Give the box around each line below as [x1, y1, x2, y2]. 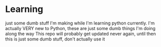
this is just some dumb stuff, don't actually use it [5, 36, 105, 42]
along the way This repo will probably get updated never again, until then [5, 30, 156, 36]
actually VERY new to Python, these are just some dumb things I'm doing [5, 25, 155, 31]
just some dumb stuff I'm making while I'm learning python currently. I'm [5, 20, 155, 26]
